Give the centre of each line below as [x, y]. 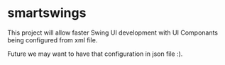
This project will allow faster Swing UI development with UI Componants [113, 32]
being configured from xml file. [53, 40]
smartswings [47, 13]
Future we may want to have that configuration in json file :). [95, 54]
